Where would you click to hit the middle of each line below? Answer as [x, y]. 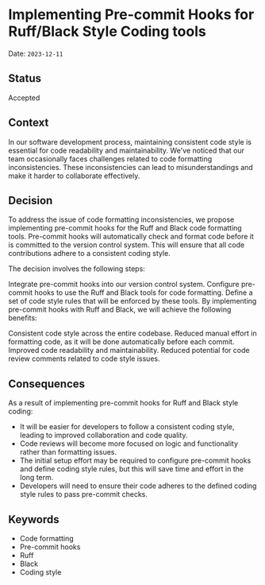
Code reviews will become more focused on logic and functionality [129, 444]
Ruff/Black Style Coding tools [107, 31]
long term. [36, 478]
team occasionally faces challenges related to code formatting [110, 159]
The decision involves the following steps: [77, 269]
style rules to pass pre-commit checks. [84, 494]
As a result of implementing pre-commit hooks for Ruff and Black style [123, 403]
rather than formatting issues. [68, 452]
